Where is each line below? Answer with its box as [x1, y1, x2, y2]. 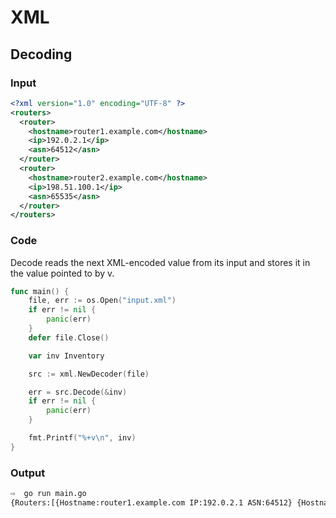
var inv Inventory [28, 351, 105, 361]
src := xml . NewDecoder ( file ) [28, 369, 150, 379]
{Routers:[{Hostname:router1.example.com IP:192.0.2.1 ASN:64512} [10, 497, 293, 508]
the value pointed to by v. [10, 267, 115, 279]
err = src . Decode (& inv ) [28, 387, 128, 397]
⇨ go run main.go [10, 489, 87, 499]
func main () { [10, 286, 70, 296]
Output [10, 466, 46, 480]
